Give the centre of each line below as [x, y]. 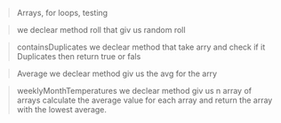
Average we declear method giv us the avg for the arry [117, 73]
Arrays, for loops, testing [62, 13]
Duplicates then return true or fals [79, 56]
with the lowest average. [62, 109]
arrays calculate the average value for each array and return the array [145, 100]
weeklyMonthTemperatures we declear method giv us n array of [134, 91]
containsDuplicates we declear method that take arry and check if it [141, 47]
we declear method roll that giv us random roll [101, 30]
